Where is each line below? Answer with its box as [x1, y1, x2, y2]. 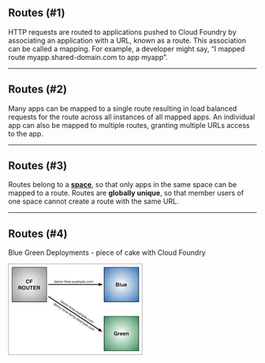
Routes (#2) [8, 83, 67, 96]
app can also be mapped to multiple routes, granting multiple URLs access [8, 120, 250, 129]
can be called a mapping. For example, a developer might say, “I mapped [8, 43, 245, 54]
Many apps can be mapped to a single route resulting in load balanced [8, 103, 237, 113]
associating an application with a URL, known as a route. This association [8, 36, 247, 45]
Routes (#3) [8, 159, 68, 173]
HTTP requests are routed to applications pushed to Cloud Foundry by [8, 27, 237, 36]
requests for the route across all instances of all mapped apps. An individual [8, 112, 256, 122]
